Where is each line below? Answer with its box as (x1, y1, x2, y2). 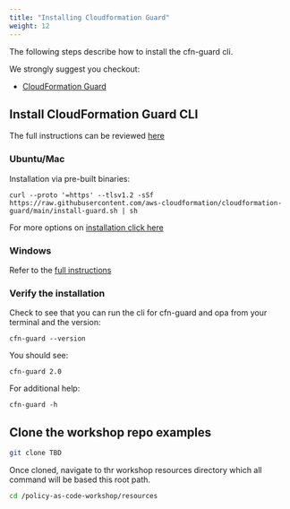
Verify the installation (9, 287, 106, 299)
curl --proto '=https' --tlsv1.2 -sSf (9, 190, 154, 200)
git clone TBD (9, 449, 63, 458)
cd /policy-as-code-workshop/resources (9, 491, 158, 500)
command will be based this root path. (9, 474, 150, 485)
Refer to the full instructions (9, 264, 112, 275)
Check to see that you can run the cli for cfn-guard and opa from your (9, 307, 268, 318)
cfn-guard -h (9, 401, 58, 410)
